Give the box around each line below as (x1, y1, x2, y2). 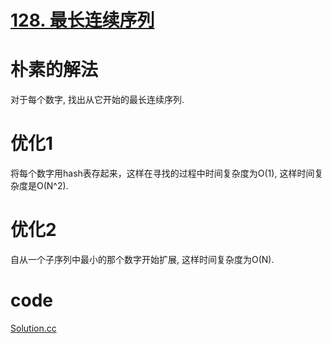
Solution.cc (10, 322, 57, 334)
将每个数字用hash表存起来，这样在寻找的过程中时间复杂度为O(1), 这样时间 (10, 167, 315, 180)
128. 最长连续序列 (10, 9, 155, 32)
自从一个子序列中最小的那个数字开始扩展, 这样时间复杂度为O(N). (10, 254, 275, 265)
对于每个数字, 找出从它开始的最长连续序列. (10, 94, 185, 106)
